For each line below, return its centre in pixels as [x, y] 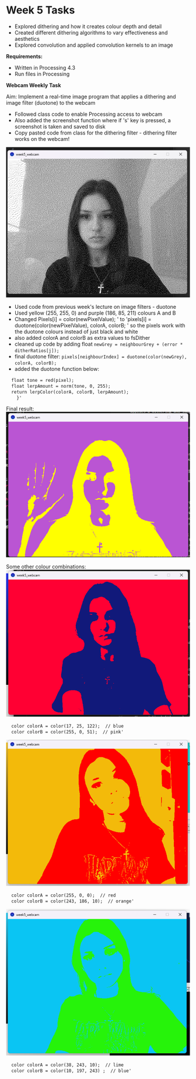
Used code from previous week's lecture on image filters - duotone [95, 306]
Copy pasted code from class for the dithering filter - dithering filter [96, 133]
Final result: [20, 408]
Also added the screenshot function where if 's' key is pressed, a [92, 120]
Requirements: [24, 56]
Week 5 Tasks [41, 10]
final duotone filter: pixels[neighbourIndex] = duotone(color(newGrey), [101, 356]
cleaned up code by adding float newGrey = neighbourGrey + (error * [99, 344]
